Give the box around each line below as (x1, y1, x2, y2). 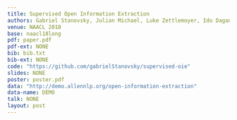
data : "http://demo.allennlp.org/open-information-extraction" (7, 83, 197, 90)
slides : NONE (7, 69, 46, 76)
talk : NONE (7, 96, 39, 103)
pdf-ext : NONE (7, 43, 49, 50)
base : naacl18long (7, 30, 61, 37)
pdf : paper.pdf (7, 37, 52, 44)
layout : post (7, 102, 46, 109)
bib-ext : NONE (7, 56, 49, 64)
